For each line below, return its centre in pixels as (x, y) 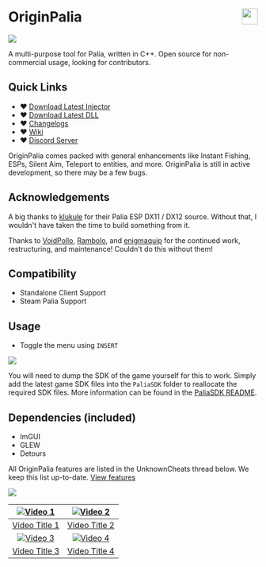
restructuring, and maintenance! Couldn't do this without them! (111, 249)
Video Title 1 (36, 525)
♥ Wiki (31, 132)
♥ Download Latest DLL (59, 114)
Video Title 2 (91, 525)
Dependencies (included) (72, 417)
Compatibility (42, 274)
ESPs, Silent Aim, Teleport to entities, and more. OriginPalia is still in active (129, 164)
